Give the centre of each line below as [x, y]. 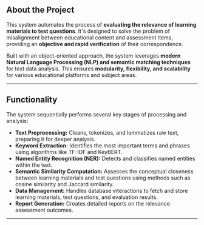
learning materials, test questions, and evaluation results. [86, 197]
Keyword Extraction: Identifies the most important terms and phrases [102, 146]
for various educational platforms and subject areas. [72, 75]
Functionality [32, 100]
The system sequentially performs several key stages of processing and [97, 114]
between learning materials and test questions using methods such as [103, 178]
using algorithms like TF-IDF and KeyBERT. [69, 152]
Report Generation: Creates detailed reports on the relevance [92, 203]
